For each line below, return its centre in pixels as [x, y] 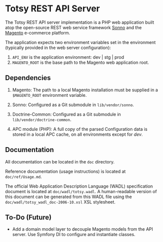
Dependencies [28, 78]
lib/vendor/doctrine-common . [42, 120]
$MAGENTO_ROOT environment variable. [49, 95]
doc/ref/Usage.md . [23, 176]
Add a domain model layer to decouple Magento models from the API [82, 229]
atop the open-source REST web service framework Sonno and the [73, 27]
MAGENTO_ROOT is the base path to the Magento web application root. [81, 62]
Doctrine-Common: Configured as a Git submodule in [66, 114]
